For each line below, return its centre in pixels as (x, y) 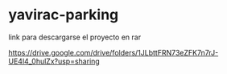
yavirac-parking (64, 15)
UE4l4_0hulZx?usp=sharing (54, 61)
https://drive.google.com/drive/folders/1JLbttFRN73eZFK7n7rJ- (113, 52)
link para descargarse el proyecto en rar (75, 37)
